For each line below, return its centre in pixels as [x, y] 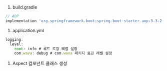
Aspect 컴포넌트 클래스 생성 [40, 64]
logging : [14, 39]
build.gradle [25, 7]
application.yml [28, 30]
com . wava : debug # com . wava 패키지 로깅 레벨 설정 [63, 53]
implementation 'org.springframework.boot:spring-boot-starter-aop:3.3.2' [85, 21]
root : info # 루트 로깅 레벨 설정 [46, 49]
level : [16, 44]
